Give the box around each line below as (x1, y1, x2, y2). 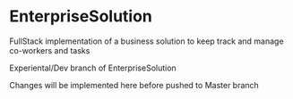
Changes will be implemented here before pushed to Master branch (9, 79, 260, 90)
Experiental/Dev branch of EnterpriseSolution (9, 62, 177, 73)
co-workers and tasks (9, 45, 90, 55)
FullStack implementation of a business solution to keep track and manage (9, 36, 284, 46)
